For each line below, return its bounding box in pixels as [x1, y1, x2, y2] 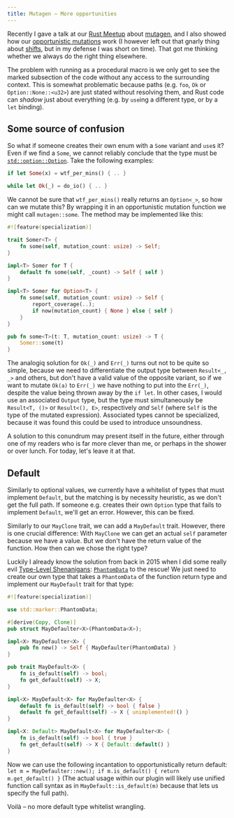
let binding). [7, 102, 44, 111]
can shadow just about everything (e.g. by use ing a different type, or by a [7, 95, 218, 104]
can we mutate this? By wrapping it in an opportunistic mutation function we [7, 203, 226, 211]
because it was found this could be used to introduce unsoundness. [7, 418, 203, 427]
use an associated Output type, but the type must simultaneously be [7, 396, 203, 404]
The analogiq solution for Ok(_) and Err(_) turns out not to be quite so [7, 359, 210, 367]
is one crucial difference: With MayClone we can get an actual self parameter [7, 529, 228, 537]
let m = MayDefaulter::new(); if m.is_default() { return [7, 768, 180, 775]
